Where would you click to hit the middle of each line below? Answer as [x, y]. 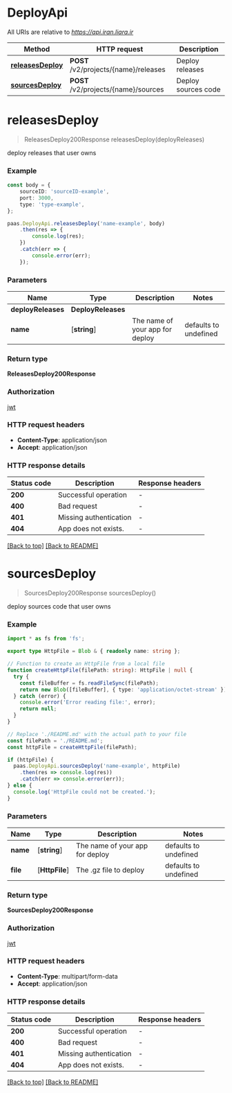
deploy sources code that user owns [59, 606]
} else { [20, 786]
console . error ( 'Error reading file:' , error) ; [88, 702]
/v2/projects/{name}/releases [118, 69]
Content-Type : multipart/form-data [68, 976]
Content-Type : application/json [62, 440]
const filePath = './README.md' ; [55, 741]
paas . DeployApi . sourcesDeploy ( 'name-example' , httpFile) [97, 766]
